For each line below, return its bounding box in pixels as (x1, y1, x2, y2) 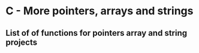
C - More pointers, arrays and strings (5, 4, 194, 18)
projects (5, 37, 38, 47)
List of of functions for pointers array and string (5, 28, 188, 38)
